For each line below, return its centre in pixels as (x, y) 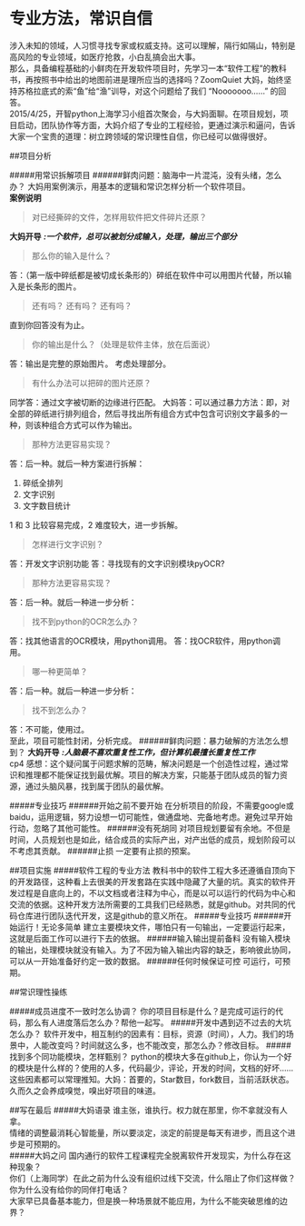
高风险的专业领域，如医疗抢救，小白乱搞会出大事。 (105, 56)
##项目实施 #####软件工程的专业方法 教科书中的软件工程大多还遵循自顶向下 (152, 870)
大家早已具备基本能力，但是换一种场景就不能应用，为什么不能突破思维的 (144, 1201)
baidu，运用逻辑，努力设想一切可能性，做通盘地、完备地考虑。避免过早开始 (151, 817)
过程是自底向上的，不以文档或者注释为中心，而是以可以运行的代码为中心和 (156, 892)
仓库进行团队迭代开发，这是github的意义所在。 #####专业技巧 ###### (150, 915)
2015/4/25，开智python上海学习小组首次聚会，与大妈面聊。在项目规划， (145, 114)
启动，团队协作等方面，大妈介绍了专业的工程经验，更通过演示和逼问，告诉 (156, 125)
